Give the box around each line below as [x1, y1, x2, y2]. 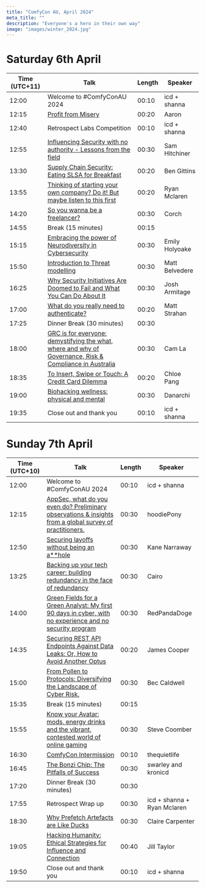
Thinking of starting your [47, 181, 118, 189]
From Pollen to [46, 667, 88, 675]
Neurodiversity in [47, 241, 97, 250]
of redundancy [46, 584, 89, 592]
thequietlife [147, 751, 180, 759]
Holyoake [164, 245, 192, 254]
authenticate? [47, 309, 87, 318]
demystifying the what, [47, 337, 113, 345]
